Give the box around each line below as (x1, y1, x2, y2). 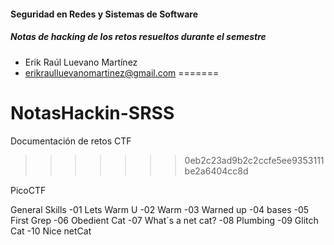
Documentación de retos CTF (10, 135, 132, 147)
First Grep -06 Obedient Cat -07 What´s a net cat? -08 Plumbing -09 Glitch (10, 214, 319, 226)
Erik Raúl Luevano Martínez (24, 56, 138, 68)
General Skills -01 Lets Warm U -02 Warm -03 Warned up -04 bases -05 (10, 203, 310, 215)
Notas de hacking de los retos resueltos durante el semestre (10, 31, 267, 43)
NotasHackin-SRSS (10, 101, 175, 124)
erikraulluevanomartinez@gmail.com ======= (24, 66, 220, 79)
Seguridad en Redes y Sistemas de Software (10, 8, 199, 20)
